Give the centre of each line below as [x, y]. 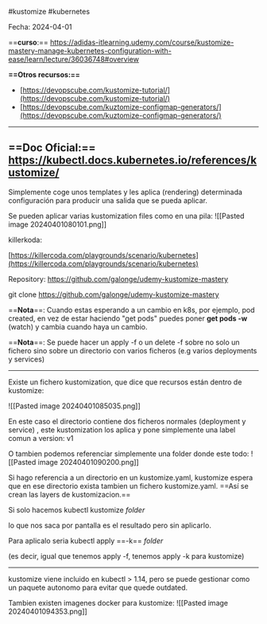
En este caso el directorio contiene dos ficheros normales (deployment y [127, 421]
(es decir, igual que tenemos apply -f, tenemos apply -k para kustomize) [126, 556]
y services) [27, 359]
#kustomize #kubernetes [49, 12]
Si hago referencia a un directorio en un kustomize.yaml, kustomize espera [131, 478]
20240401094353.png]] [48, 611]
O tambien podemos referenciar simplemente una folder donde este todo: [129, 454]
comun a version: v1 [41, 438]
